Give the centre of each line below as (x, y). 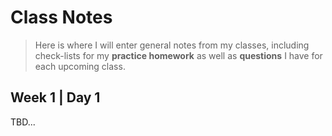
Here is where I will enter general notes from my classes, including (172, 45)
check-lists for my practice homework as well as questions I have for (178, 55)
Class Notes (61, 17)
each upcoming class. (80, 66)
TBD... (23, 122)
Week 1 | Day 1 (55, 97)
